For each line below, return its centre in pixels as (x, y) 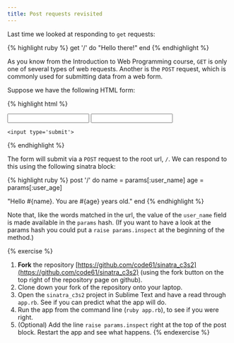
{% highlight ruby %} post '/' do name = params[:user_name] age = (106, 180)
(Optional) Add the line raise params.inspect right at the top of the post (122, 325)
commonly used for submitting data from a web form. (85, 76)
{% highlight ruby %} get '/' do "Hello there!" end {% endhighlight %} (109, 47)
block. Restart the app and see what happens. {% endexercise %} (113, 332)
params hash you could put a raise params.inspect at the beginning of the (116, 229)
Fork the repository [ (48, 265)
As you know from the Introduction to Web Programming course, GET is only (117, 61)
